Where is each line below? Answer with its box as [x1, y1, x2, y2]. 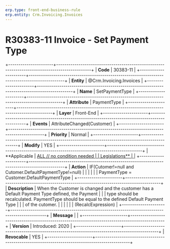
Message [53, 212, 73, 219]
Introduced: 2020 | [32, 223, 72, 229]
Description [8, 186, 33, 192]
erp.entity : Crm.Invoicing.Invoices [5, 12, 83, 17]
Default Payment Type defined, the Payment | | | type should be [5, 191, 139, 197]
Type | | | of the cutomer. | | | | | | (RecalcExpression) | [5, 201, 118, 208]
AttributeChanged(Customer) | [51, 121, 115, 127]
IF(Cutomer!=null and [89, 164, 134, 170]
